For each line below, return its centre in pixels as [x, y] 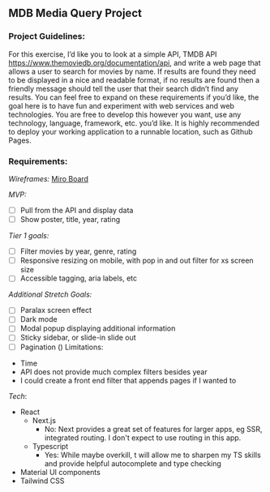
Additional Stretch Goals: [50, 294]
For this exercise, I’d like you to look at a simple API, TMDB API [113, 54]
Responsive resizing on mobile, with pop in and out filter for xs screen [137, 261]
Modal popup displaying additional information [98, 328]
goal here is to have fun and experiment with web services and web [122, 105]
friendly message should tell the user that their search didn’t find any [124, 88]
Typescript [50, 446]
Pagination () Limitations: [62, 347]
